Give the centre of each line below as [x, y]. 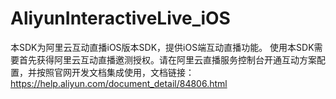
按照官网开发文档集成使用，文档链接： [115, 72]
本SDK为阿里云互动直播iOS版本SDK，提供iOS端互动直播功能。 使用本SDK [162, 47]
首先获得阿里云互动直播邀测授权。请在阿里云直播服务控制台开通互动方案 [167, 59]
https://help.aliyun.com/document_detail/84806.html [119, 83]
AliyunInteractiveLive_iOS [120, 18]
